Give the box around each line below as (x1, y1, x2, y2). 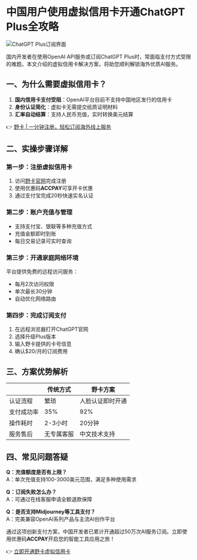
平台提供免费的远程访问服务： (6, 268, 78, 275)
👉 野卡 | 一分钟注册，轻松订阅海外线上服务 (6, 123, 112, 130)
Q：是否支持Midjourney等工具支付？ (6, 508, 96, 515)
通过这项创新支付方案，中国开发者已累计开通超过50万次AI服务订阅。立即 (6, 528, 182, 535)
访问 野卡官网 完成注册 (14, 177, 66, 185)
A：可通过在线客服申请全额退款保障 (6, 495, 92, 502)
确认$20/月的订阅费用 (14, 348, 68, 355)
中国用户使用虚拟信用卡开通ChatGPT (6, 5, 185, 19)
